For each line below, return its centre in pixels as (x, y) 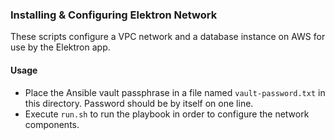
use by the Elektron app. (60, 47)
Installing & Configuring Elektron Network (114, 15)
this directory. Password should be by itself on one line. (139, 103)
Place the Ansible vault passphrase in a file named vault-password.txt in (175, 92)
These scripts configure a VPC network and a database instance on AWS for (168, 37)
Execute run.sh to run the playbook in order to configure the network (167, 114)
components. (52, 124)
